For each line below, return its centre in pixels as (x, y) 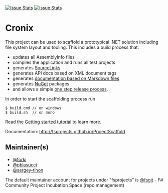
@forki (19, 159)
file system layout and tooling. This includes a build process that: (72, 47)
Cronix (19, 28)
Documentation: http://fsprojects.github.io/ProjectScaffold (65, 131)
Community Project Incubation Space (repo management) (65, 185)
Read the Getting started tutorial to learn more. (53, 122)
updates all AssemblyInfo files (44, 57)
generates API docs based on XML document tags (64, 73)
